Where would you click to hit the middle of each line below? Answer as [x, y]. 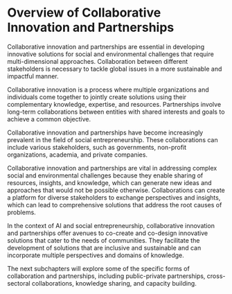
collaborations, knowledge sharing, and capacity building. [114, 283]
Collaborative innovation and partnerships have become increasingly [105, 132]
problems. [21, 212]
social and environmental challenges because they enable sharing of [105, 175]
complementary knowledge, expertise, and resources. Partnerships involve [114, 104]
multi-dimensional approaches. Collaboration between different [98, 61]
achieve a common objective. [49, 119]
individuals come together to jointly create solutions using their [97, 97]
